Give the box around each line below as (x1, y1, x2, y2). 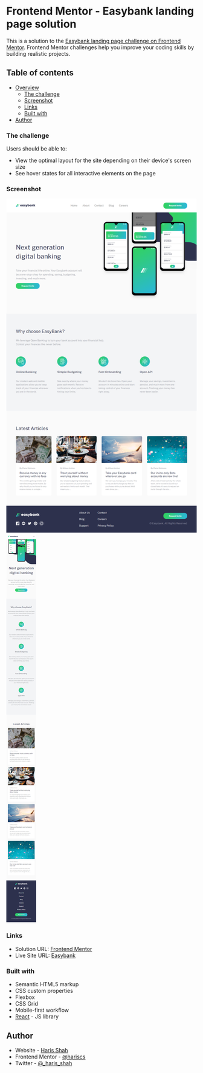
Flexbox (14, 993, 35, 1001)
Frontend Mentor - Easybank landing (6, 4, 195, 18)
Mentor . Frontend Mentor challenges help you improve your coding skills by (6, 44, 195, 51)
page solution (6, 17, 77, 31)
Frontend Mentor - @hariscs (14, 1053, 86, 1060)
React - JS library (14, 1013, 59, 1020)
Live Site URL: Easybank (14, 952, 76, 959)
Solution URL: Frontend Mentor (14, 945, 92, 952)
